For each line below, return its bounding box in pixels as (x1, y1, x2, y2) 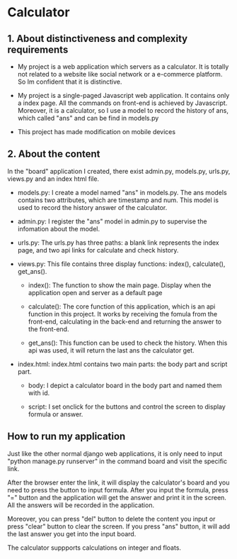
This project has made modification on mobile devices (17, 128, 175, 135)
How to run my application (7, 431, 126, 443)
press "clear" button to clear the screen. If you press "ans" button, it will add (7, 522, 231, 531)
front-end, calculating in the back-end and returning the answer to (28, 317, 221, 326)
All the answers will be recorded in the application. (7, 501, 154, 509)
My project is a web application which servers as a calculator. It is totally (17, 62, 229, 71)
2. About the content (7, 148, 100, 160)
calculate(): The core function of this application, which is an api (28, 302, 216, 311)
